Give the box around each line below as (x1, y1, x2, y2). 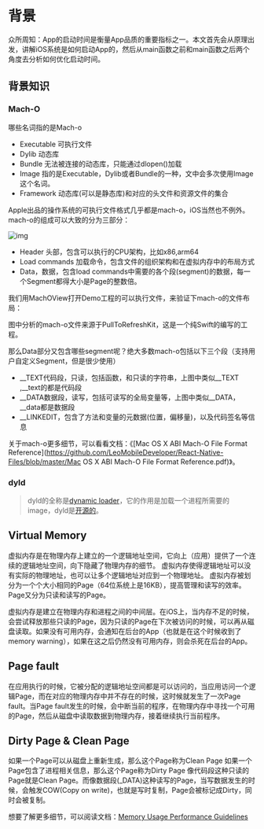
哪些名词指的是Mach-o (8, 123, 82, 132)
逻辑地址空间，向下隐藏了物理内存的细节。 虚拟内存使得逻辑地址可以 (21, 560, 244, 570)
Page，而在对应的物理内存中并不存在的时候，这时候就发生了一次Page (14, 691, 241, 701)
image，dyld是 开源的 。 (27, 505, 104, 515)
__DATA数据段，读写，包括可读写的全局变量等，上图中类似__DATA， (19, 392, 240, 402)
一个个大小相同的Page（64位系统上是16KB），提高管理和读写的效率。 (21, 580, 246, 590)
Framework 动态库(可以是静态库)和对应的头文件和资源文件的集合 (19, 188, 229, 197)
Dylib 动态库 (19, 149, 60, 158)
